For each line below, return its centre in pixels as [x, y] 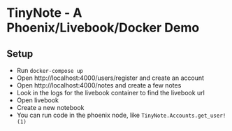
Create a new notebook [50, 108]
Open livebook [38, 100]
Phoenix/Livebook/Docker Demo [103, 28]
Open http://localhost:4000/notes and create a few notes [99, 85]
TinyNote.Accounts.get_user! [184, 116]
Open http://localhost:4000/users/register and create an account [110, 78]
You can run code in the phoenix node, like [78, 115]
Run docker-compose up [50, 70]
